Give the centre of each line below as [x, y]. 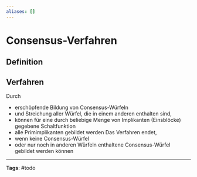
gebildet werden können [44, 151]
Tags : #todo [21, 168]
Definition [24, 62]
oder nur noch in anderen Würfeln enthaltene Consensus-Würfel [92, 145]
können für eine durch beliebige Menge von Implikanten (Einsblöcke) [98, 120]
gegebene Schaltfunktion [45, 126]
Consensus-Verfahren [62, 40]
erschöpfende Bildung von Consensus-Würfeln [72, 108]
